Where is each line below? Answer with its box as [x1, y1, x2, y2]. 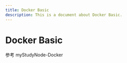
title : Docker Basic [5, 7, 50, 13]
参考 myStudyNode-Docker [5, 52, 63, 58]
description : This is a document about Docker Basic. [5, 12, 123, 17]
